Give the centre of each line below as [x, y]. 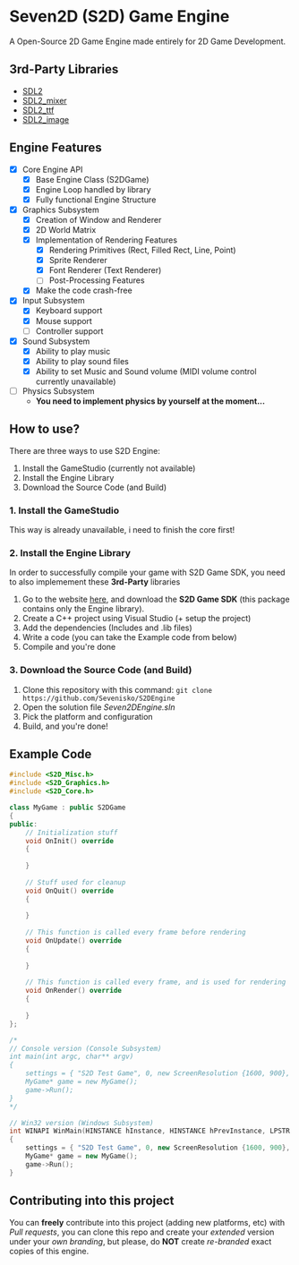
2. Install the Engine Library [70, 552]
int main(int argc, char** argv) [72, 1057]
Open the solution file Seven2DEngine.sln [98, 707]
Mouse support [64, 321]
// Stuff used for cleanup [76, 882]
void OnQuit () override [70, 891]
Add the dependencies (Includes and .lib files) [107, 628]
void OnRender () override [74, 991]
